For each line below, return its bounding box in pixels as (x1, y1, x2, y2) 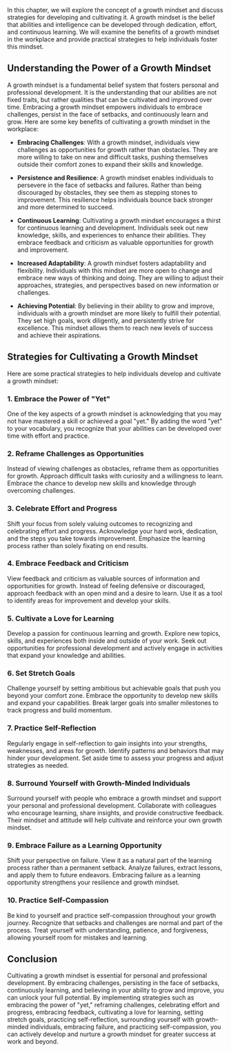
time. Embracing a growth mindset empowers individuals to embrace (7, 103, 202, 111)
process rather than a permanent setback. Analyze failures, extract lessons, (7, 864, 223, 872)
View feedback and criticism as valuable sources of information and (7, 574, 200, 583)
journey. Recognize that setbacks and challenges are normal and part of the (7, 918, 223, 927)
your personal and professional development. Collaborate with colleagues (7, 801, 217, 810)
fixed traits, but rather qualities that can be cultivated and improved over (7, 95, 212, 104)
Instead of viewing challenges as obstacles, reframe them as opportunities (7, 465, 219, 473)
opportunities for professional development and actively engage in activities (7, 644, 223, 652)
